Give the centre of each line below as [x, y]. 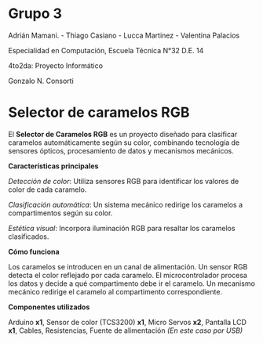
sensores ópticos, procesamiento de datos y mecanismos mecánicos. [121, 150]
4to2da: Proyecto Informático [56, 65]
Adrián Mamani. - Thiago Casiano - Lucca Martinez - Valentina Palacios [124, 35]
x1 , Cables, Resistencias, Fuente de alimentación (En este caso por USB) [126, 330]
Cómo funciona [34, 251]
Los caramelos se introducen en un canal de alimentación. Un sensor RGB [128, 266]
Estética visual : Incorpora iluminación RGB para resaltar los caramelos [122, 228]
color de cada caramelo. [47, 190]
